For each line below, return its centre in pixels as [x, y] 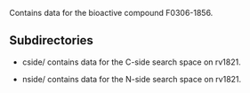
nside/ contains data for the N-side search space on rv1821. [132, 79]
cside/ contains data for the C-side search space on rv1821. [132, 62]
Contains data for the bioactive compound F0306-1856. [111, 13]
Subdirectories [51, 40]
